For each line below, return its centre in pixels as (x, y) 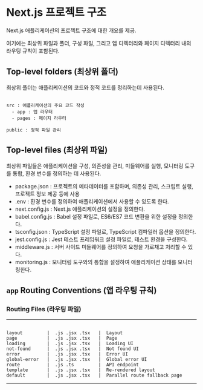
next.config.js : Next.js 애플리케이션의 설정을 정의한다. (80, 209)
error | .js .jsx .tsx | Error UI (67, 354)
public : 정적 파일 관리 (34, 130)
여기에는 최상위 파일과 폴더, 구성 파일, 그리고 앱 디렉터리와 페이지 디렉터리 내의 (99, 43)
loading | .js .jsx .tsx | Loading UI (70, 344)
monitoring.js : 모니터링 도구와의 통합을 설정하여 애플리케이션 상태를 (96, 262)
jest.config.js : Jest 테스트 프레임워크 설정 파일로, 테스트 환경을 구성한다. (101, 239)
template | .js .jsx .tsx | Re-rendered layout (81, 370)
